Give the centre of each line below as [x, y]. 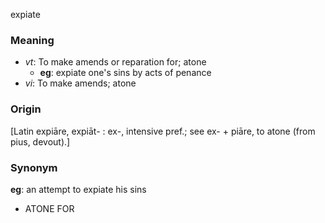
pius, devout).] [40, 141]
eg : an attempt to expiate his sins [78, 189]
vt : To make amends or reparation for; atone [115, 62]
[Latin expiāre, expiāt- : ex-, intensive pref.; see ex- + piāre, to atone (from [163, 131]
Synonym [34, 167]
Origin [26, 109]
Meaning [32, 40]
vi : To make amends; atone [80, 83]
